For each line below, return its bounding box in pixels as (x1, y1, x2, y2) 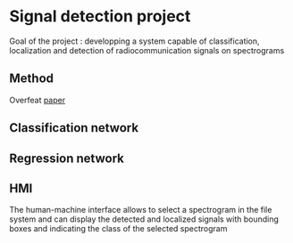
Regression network (9, 150, 125, 166)
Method (9, 71, 54, 86)
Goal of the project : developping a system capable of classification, (9, 36, 261, 46)
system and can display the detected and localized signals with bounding (9, 214, 280, 224)
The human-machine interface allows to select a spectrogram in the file (9, 205, 272, 215)
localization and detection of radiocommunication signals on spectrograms (9, 45, 285, 55)
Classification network (9, 120, 139, 135)
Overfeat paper (9, 94, 65, 105)
